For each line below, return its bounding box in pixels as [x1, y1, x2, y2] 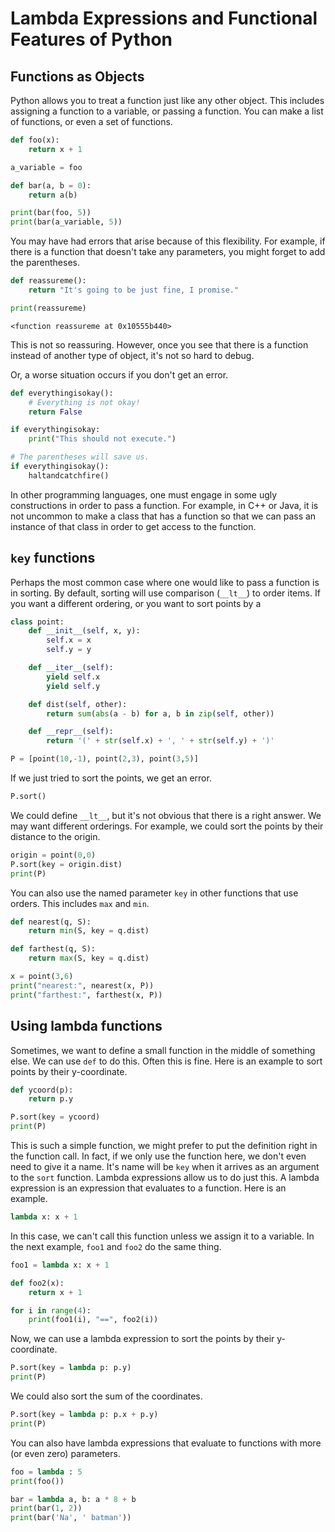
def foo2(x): [10, 1278, 65, 1288]
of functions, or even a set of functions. [10, 116, 173, 127]
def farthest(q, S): [10, 944, 97, 954]
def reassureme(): [10, 276, 87, 286]
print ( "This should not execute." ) [28, 434, 177, 444]
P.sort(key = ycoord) [10, 1112, 101, 1122]
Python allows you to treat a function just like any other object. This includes [10, 95, 325, 106]
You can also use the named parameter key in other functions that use [10, 887, 299, 899]
